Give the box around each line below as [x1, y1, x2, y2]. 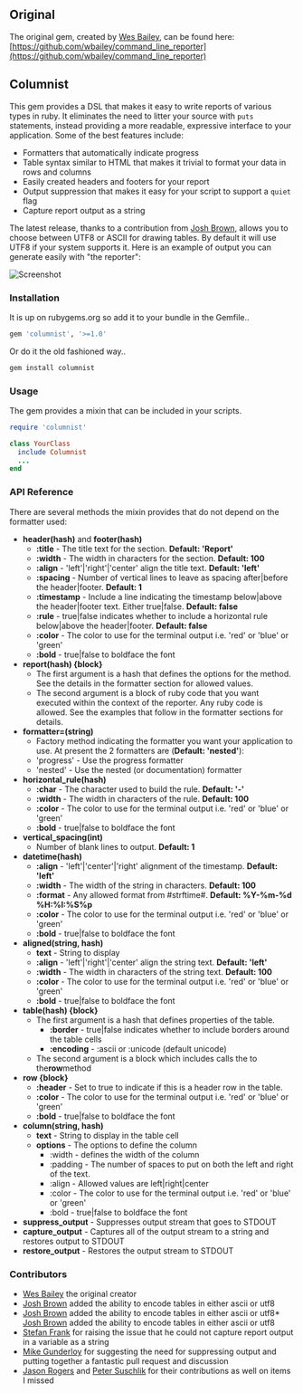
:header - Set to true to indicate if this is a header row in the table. [35, 1082, 283, 1092]
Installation [9, 291, 61, 304]
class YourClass [9, 439, 71, 448]
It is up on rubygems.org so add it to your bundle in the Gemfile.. [9, 311, 251, 322]
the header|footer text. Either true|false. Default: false [35, 601, 238, 612]
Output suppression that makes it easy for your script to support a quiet [22, 186, 291, 196]
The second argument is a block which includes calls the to [35, 1053, 258, 1064]
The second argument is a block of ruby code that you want [35, 687, 260, 698]
